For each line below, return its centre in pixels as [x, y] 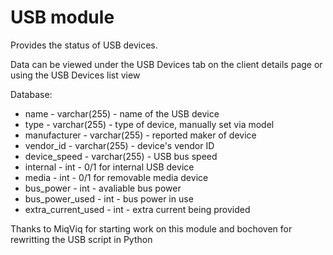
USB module [62, 17]
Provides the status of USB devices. [84, 45]
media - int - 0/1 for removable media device [116, 177]
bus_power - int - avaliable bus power [103, 188]
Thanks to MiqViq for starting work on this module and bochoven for [151, 228]
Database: [31, 94]
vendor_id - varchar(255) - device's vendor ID [119, 145]
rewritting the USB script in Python [81, 239]
